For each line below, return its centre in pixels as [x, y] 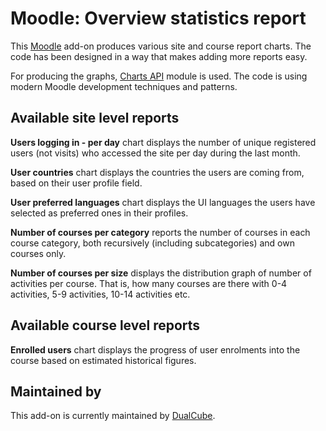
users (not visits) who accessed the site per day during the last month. [155, 153]
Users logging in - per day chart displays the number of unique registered [163, 142]
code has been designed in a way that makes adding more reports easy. [159, 56]
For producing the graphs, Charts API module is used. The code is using [159, 76]
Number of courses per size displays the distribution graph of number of [161, 273]
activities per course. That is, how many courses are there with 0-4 [149, 283]
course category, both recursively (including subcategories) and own [152, 243]
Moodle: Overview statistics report [158, 18]
